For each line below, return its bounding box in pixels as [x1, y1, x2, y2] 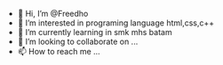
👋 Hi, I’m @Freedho [17, 9, 89, 18]
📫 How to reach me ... [17, 47, 100, 56]
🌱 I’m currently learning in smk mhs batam [17, 27, 172, 37]
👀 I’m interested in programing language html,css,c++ [17, 18, 215, 28]
